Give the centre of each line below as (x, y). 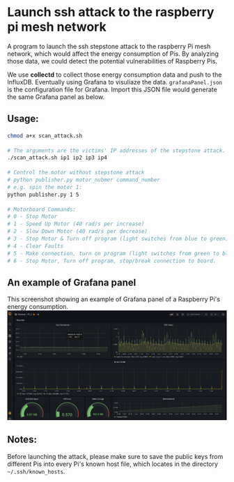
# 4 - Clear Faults (36, 246)
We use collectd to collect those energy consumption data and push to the (115, 75)
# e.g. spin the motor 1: (45, 187)
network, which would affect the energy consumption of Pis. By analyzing (113, 54)
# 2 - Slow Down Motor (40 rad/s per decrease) (78, 232)
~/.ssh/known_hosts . (36, 471)
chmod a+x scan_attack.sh (45, 136)
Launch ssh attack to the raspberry (111, 12)
